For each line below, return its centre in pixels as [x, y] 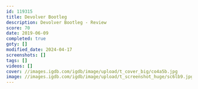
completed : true [26, 39]
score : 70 [18, 28]
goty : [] [17, 44]
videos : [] [19, 66]
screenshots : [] [26, 55]
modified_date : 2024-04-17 [39, 50]
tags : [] [17, 60]
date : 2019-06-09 [27, 33]
